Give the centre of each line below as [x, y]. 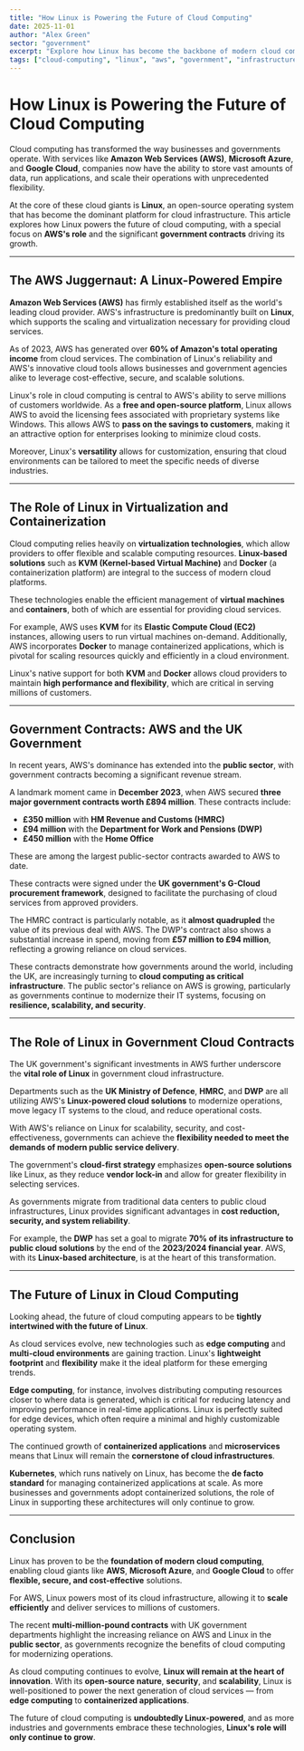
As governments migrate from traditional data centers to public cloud [138, 1202]
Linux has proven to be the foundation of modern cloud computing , [137, 1561]
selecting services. [44, 1184]
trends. [23, 1372]
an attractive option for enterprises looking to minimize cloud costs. [135, 433]
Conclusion [43, 1539]
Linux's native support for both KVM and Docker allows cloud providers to [148, 673]
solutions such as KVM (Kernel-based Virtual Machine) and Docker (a [143, 563]
